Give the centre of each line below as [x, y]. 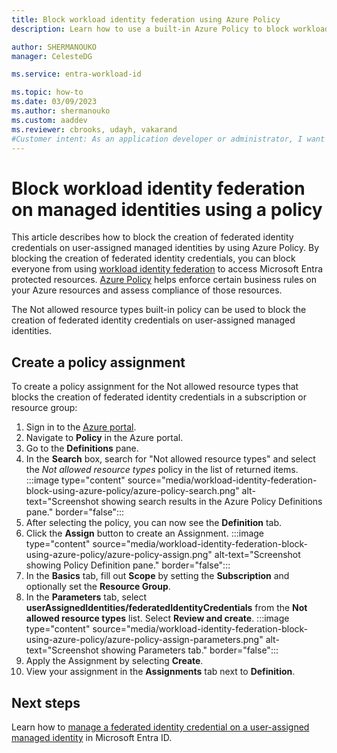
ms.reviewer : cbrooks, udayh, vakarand [94, 129]
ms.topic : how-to [47, 92]
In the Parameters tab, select [86, 597]
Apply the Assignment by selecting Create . [114, 661]
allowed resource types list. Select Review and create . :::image [157, 618]
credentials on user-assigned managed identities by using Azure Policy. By [165, 248]
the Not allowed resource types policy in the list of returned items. [162, 470]
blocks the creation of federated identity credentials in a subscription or [159, 397]
